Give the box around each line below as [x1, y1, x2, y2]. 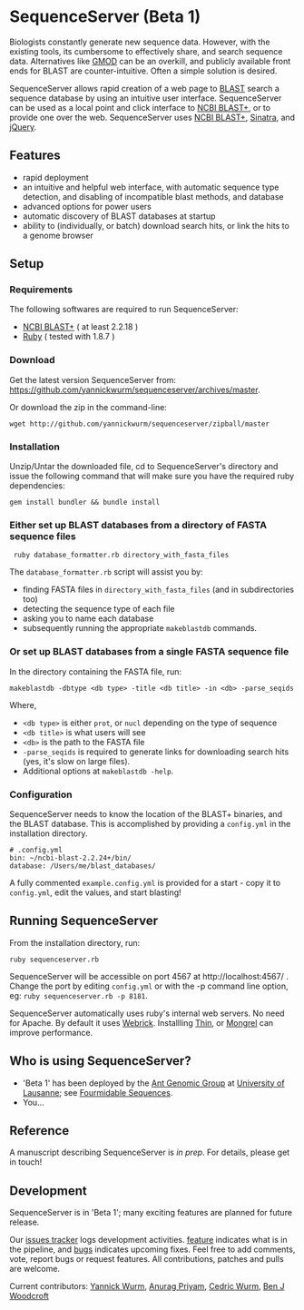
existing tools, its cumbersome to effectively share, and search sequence [9, 45, 283, 56]
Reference [9, 1123, 70, 1138]
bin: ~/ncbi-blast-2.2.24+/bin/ [9, 853, 132, 862]
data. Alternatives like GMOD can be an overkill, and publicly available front [9, 55, 291, 66]
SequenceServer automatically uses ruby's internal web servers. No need [9, 1008, 285, 1019]
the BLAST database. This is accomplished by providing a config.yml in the [9, 818, 291, 829]
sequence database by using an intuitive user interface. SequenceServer [9, 93, 282, 103]
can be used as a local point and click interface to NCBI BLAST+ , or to [9, 102, 270, 113]
